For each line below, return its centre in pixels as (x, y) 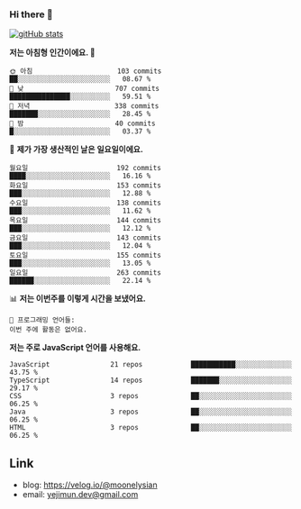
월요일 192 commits (86, 168)
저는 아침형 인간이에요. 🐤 (53, 52)
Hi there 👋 (32, 14)
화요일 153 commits (86, 186)
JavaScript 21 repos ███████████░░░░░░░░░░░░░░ (151, 365)
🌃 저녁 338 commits (84, 106)
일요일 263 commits (86, 273)
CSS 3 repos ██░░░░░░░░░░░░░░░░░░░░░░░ (151, 396)
